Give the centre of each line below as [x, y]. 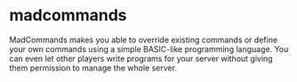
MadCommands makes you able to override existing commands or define [144, 40]
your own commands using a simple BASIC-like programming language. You [149, 48]
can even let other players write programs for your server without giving [141, 58]
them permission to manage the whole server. [93, 68]
